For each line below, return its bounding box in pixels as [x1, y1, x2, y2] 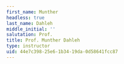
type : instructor [6, 43, 50, 49]
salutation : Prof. [6, 32, 53, 38]
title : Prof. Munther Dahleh [6, 37, 80, 43]
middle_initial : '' [6, 26, 56, 32]
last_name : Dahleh [6, 20, 53, 26]
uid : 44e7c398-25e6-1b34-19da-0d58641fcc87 [6, 49, 119, 55]
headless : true [6, 15, 45, 21]
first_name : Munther [6, 9, 59, 15]
